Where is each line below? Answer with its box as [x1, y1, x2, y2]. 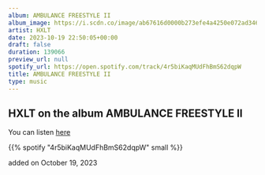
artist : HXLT [8, 26, 51, 34]
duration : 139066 [8, 48, 65, 56]
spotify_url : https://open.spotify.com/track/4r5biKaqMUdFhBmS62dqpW [8, 63, 242, 71]
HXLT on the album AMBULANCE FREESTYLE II [8, 106, 243, 120]
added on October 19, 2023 [8, 158, 98, 168]
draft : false [8, 41, 51, 49]
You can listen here [8, 128, 71, 137]
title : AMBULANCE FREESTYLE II [8, 70, 111, 78]
